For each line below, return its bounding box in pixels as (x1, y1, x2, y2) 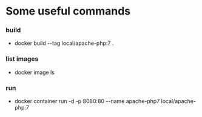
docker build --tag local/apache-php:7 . (14, 39, 114, 47)
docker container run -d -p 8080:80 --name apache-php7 (14, 98, 160, 105)
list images (5, 55, 39, 63)
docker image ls (14, 69, 55, 76)
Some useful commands (5, 4, 131, 18)
